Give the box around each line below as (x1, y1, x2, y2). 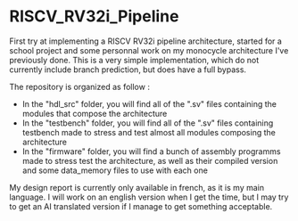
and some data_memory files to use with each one (21, 165, 208, 176)
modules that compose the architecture (21, 108, 168, 119)
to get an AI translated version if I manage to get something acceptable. (9, 201, 273, 211)
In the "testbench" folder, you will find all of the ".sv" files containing (21, 118, 274, 128)
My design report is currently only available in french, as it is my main (9, 182, 265, 192)
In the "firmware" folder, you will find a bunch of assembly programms (21, 145, 281, 157)
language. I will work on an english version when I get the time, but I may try (9, 192, 289, 202)
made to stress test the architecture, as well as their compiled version (21, 155, 278, 166)
